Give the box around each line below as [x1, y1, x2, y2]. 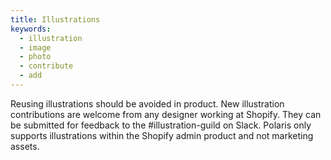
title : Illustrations [10, 14, 101, 25]
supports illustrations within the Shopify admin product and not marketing [10, 129, 314, 141]
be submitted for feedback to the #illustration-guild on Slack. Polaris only [10, 119, 312, 131]
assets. [10, 140, 40, 152]
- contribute [19, 61, 74, 71]
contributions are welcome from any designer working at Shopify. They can [10, 108, 322, 120]
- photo [19, 52, 52, 62]
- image [19, 42, 52, 53]
